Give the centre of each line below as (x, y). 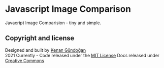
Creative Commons (25, 61)
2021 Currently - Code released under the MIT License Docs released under (82, 55)
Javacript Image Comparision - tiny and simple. (53, 23)
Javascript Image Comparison (68, 9)
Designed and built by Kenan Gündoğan (46, 50)
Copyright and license (40, 38)
